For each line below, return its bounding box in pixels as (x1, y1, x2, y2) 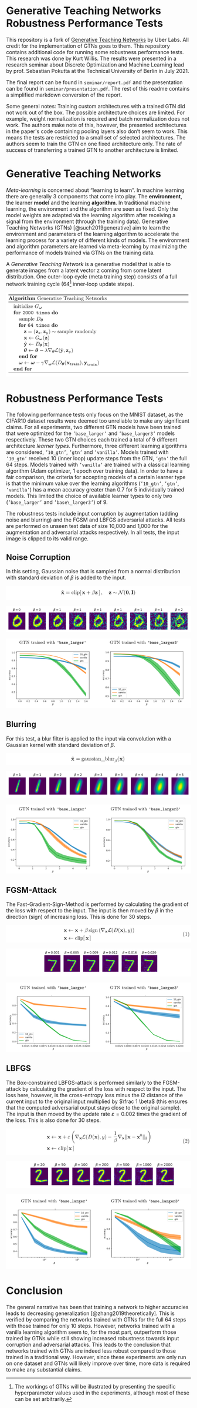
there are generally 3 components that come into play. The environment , (6, 192, 183, 200)
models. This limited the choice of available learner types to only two (6, 493, 172, 500)
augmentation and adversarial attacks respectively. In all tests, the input (6, 529, 180, 536)
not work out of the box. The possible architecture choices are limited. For (6, 109, 185, 116)
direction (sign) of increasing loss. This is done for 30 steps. (6, 914, 151, 921)
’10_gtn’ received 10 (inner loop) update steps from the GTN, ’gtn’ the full (6, 455, 187, 462)
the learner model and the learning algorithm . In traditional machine (6, 199, 171, 206)
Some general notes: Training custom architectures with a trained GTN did (6, 102, 186, 109)
